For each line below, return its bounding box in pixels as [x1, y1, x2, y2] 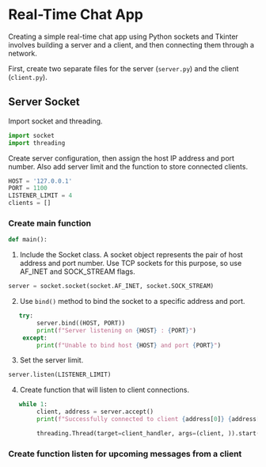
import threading [8, 139, 66, 147]
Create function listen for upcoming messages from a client [8, 448, 242, 459]
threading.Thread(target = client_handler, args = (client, [36, 429, 225, 437]
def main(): [8, 236, 47, 244]
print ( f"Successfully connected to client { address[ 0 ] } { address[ [36, 416, 260, 423]
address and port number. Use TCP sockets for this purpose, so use [19, 259, 242, 268]
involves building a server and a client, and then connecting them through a [8, 40, 255, 49]
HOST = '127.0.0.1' [8, 177, 73, 185]
